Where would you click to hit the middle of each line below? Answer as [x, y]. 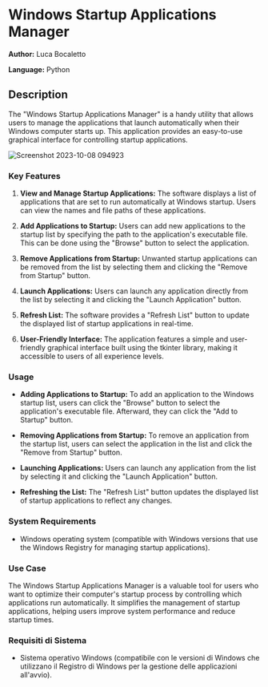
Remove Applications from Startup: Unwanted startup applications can [138, 259]
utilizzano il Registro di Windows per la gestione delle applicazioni [128, 666]
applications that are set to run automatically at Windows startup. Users [138, 202]
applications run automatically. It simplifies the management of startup [124, 602]
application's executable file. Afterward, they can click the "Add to [129, 411]
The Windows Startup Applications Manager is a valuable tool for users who [134, 585]
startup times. [31, 620]
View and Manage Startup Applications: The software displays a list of [138, 193]
